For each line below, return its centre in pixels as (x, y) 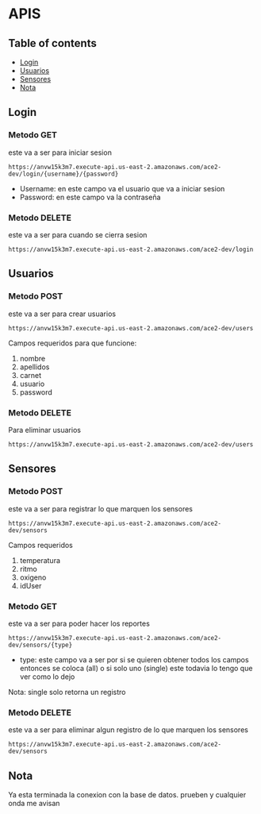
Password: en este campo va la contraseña (90, 197)
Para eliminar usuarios (45, 430)
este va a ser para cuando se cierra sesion (78, 234)
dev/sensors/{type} (40, 645)
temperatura (40, 560)
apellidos (35, 367)
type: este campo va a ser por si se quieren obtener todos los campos (134, 659)
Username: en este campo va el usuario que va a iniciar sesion (122, 188)
